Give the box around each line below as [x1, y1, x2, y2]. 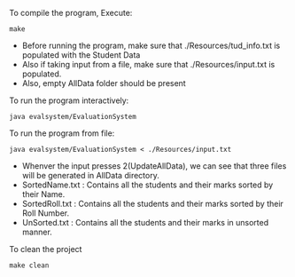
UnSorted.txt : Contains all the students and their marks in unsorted [21, 218, 268, 227]
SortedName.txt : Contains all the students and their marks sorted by [21, 179, 274, 190]
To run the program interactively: [9, 95, 129, 106]
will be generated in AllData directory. [21, 170, 159, 180]
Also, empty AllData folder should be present [21, 78, 186, 88]
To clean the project [9, 244, 82, 254]
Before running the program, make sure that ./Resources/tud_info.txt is [21, 40, 281, 51]
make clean [9, 261, 50, 270]
